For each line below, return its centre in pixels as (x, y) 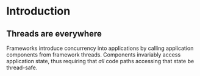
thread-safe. (22, 67)
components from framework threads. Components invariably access (94, 55)
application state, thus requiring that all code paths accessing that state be (100, 61)
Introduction (38, 11)
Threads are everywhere (54, 34)
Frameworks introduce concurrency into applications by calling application (100, 48)
